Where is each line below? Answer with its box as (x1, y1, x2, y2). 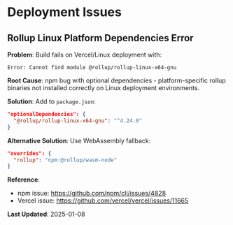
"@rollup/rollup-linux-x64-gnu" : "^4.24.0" (13, 117, 142, 124)
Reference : (7, 175, 41, 184)
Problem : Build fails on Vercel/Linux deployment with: (7, 50, 162, 59)
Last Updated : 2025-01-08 (7, 210, 85, 219)
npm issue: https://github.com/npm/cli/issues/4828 (17, 189, 167, 198)
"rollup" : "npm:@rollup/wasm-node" (13, 157, 118, 164)
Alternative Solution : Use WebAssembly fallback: (7, 136, 151, 145)
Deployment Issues (7, 4, 122, 20)
